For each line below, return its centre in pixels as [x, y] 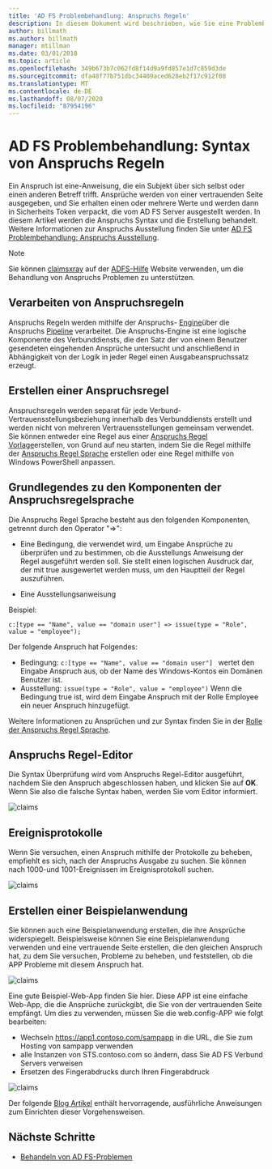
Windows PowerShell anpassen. [62, 461]
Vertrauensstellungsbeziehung [59, 419]
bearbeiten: [28, 1022]
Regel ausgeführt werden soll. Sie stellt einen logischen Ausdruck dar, [137, 561]
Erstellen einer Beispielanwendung [98, 910]
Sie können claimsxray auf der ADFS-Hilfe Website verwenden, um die [126, 269]
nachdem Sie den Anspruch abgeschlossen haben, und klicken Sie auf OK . [134, 783]
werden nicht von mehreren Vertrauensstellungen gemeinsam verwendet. [131, 427]
